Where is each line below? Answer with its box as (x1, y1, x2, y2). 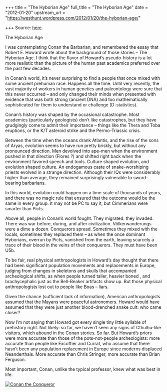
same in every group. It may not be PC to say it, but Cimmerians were (5, 200, 148, 206)
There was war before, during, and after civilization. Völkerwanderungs (5, 221, 151, 226)
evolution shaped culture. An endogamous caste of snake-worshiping (5, 164, 149, 170)
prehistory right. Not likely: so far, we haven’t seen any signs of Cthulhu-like (5, 325, 161, 330)
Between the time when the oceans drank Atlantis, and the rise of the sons (5, 138, 159, 143)
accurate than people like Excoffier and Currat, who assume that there (5, 341, 150, 346)
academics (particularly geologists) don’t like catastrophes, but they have (5, 117, 156, 122)
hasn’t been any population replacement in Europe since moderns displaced (5, 346, 162, 352)
